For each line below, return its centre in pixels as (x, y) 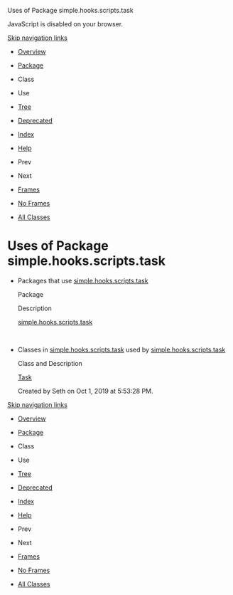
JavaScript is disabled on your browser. (65, 24)
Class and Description (50, 363)
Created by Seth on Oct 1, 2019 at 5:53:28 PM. (86, 391)
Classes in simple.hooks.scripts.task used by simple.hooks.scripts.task (121, 349)
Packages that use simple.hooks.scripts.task (83, 280)
